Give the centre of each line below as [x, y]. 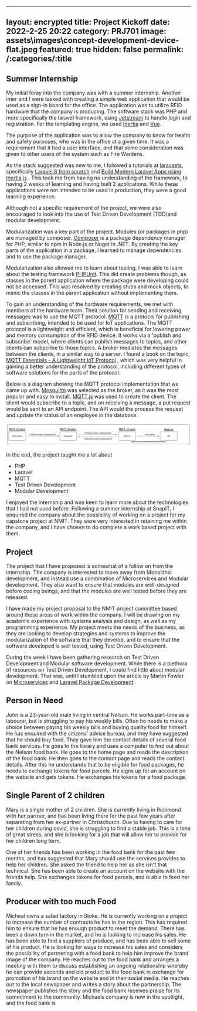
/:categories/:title [39, 59]
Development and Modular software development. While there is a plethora [97, 663]
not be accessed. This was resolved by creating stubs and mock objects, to [97, 287]
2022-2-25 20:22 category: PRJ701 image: [86, 31]
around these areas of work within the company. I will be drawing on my [93, 615]
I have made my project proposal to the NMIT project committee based [91, 609]
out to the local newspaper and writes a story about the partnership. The [94, 984]
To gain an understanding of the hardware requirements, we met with [90, 304]
